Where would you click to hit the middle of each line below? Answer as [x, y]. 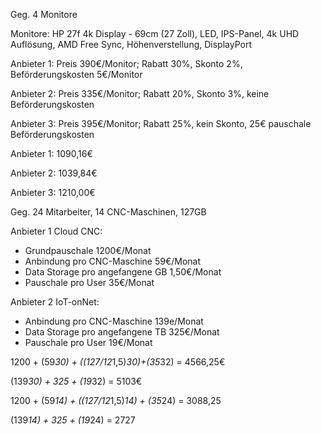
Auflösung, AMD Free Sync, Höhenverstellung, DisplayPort [131, 44]
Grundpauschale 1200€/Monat [88, 250]
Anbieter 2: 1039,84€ [54, 173]
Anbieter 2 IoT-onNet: [55, 302]
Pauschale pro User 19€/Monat [88, 342]
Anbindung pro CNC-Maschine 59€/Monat [113, 261]
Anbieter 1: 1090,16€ [51, 153]
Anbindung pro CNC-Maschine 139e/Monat [114, 321]
